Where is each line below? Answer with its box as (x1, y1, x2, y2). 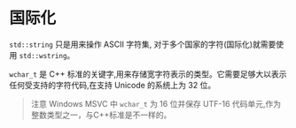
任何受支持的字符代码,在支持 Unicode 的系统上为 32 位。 (9, 79, 216, 90)
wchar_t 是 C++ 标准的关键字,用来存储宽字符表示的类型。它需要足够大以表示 (9, 68, 287, 79)
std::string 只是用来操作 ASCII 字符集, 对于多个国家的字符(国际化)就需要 (9, 39, 277, 49)
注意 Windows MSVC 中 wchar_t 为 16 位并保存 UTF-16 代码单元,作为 (30, 98, 282, 109)
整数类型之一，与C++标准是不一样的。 (30, 109, 172, 120)
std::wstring (19, 51, 67, 60)
